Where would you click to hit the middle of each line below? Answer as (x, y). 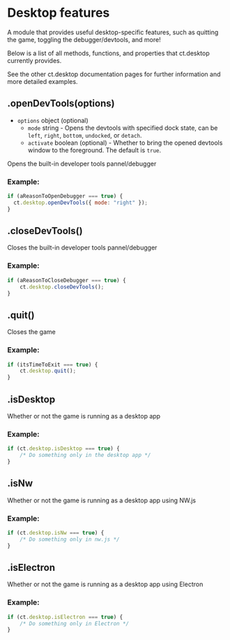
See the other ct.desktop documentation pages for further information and (114, 74)
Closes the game (31, 332)
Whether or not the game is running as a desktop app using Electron (105, 584)
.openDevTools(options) (61, 104)
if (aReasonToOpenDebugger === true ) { (65, 196)
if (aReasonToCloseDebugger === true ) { (67, 280)
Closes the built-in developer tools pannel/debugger (82, 248)
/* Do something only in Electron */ (75, 623)
